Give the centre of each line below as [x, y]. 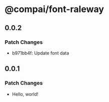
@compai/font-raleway [54, 9]
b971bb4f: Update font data [40, 53]
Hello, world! [25, 94]
